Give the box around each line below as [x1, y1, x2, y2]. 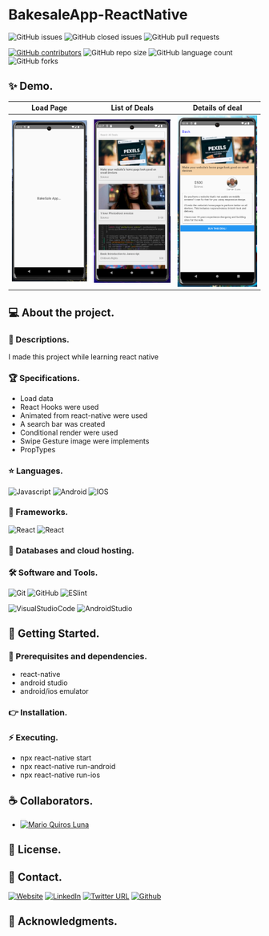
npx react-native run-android [19, 761, 116, 771]
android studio [19, 678, 68, 687]
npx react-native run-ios [19, 770, 101, 780]
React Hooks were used [19, 403, 99, 412]
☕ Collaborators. [8, 794, 94, 808]
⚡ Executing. [8, 731, 58, 743]
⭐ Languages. [8, 465, 64, 476]
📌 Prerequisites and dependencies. [8, 651, 148, 662]
